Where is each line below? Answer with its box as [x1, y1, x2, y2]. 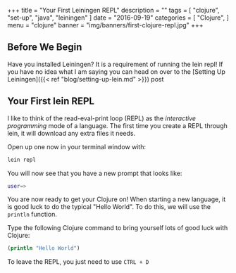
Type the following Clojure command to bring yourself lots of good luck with [7, 224, 228, 232]
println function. [7, 210, 58, 219]
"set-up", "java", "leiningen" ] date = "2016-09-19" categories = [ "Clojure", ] [7, 13, 229, 22]
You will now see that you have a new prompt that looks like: [7, 169, 182, 177]
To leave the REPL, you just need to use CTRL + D [7, 258, 149, 266]
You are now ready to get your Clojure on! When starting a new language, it [7, 195, 226, 203]
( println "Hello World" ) [7, 245, 80, 252]
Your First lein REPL [7, 95, 95, 108]
